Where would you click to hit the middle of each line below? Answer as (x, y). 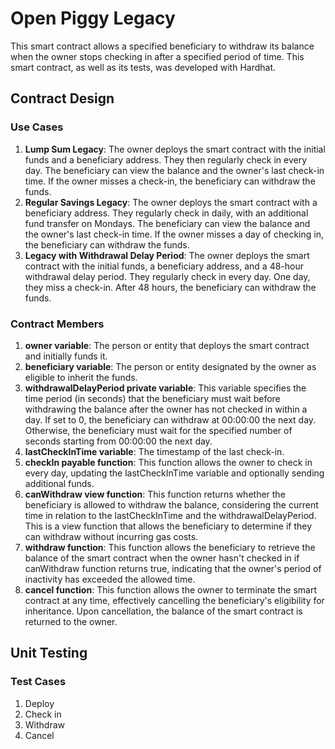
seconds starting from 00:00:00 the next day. (118, 441)
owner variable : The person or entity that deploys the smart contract (167, 345)
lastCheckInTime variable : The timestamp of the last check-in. (154, 451)
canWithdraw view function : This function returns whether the (155, 494)
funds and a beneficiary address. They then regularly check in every (166, 159)
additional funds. (59, 483)
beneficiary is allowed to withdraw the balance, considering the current (171, 504)
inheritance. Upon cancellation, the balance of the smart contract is (163, 611)
